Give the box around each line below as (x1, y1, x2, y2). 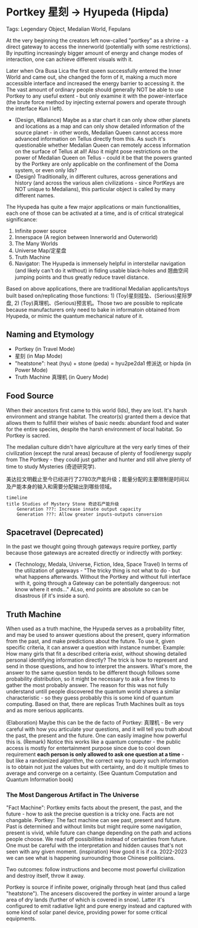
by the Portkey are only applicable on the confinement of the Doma (14, 160, 178, 167)
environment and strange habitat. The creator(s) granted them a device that (6, 413, 190, 420)
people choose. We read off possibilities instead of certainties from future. (6, 836, 187, 843)
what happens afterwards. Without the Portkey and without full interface (14, 573, 191, 581)
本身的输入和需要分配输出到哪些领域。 (21, 483, 115, 490)
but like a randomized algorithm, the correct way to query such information (6, 757, 189, 764)
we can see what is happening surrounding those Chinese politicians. (6, 855, 176, 862)
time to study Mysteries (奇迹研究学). (6, 463, 96, 470)
